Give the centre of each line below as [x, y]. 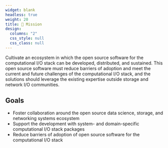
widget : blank [20, 10]
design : [13, 29]
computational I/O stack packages [49, 129]
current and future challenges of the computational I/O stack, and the [78, 74]
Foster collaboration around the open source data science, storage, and [88, 113]
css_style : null [27, 39]
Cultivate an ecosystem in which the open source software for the [74, 57]
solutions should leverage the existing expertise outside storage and [77, 79]
